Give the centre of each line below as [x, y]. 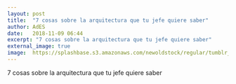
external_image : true [39, 46]
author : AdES [26, 27]
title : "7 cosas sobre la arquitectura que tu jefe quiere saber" [108, 20]
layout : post [26, 14]
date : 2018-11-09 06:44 [45, 33]
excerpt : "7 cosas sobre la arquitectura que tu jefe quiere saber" [110, 40]
